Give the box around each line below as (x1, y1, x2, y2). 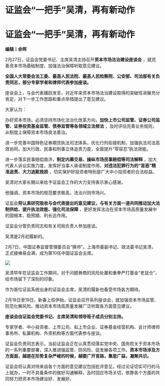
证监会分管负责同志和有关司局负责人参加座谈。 (5, 223, 100, 229)
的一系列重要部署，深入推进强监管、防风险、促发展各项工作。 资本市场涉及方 (5, 347, 160, 353)
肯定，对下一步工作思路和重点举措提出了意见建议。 (5, 96, 109, 102)
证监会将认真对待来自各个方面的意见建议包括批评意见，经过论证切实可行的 (5, 363, 156, 370)
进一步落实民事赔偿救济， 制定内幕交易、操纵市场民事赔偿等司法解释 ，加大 (5, 156, 157, 163)
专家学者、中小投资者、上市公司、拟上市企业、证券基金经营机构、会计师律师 (5, 324, 160, 330)
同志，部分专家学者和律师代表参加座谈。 (9, 79, 91, 85)
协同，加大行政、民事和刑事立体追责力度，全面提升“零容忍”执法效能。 (9, 146, 151, 152)
